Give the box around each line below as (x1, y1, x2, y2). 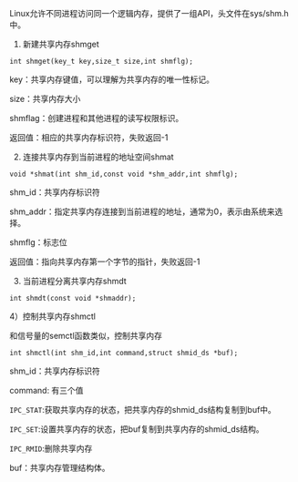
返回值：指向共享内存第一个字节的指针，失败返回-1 (9, 256, 200, 267)
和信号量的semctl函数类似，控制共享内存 (9, 331, 162, 341)
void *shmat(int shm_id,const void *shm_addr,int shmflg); (9, 169, 239, 179)
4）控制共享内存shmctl (9, 311, 96, 322)
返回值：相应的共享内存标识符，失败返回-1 (9, 132, 169, 143)
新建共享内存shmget (22, 39, 100, 49)
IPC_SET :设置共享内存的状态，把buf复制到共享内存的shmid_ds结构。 (9, 424, 264, 435)
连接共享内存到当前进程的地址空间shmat (22, 151, 175, 162)
